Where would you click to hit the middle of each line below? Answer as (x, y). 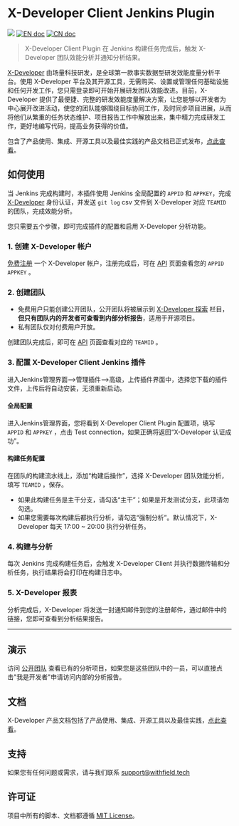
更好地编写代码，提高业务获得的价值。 (76, 125)
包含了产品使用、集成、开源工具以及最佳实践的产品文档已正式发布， (107, 141)
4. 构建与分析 (30, 547)
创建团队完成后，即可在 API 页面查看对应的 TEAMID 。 (85, 342)
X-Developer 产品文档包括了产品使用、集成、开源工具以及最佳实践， (108, 721)
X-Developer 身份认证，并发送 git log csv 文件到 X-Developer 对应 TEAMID (117, 202)
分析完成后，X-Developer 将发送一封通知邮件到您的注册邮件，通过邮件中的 (117, 609)
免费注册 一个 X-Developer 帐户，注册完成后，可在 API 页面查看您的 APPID (116, 263)
